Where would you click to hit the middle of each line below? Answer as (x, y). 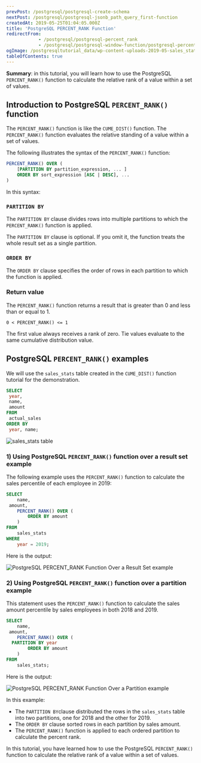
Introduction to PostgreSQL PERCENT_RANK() (87, 105)
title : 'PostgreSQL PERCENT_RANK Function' (61, 28)
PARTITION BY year (35, 643)
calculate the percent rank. (48, 737)
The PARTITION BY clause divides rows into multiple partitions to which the (97, 219)
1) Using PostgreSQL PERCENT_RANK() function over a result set (97, 457)
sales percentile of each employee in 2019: (59, 483)
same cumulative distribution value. (50, 340)
